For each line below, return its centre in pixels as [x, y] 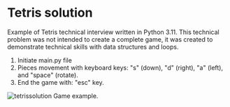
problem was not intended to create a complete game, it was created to [110, 39]
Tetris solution [50, 13]
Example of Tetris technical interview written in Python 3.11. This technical [113, 32]
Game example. [76, 96]
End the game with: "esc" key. [61, 82]
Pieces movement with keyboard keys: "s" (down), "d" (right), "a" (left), [120, 67]
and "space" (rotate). [48, 75]
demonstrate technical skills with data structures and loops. [93, 47]
